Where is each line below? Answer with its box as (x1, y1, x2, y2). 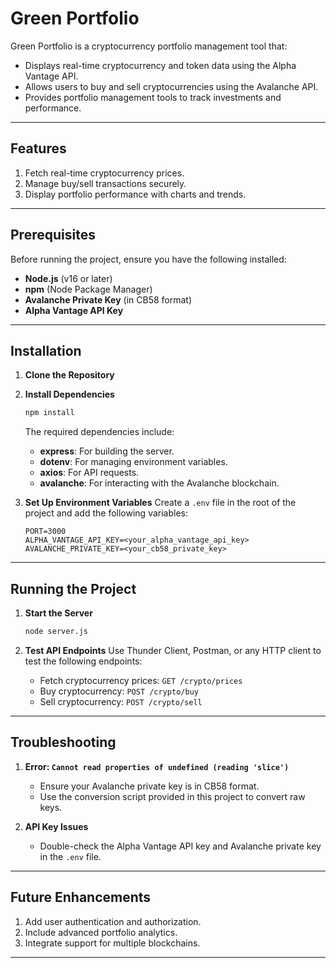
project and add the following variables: (24, 507, 189, 519)
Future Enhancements (10, 889, 152, 906)
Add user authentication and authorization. (24, 915, 202, 927)
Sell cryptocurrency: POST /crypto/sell (39, 695, 203, 707)
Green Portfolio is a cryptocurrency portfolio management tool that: (10, 40, 288, 52)
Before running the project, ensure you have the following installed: (10, 253, 287, 265)
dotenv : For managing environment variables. (39, 456, 228, 468)
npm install (24, 408, 75, 418)
